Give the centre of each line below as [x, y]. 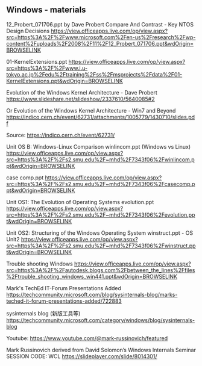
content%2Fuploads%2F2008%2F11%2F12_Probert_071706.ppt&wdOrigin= [100, 43]
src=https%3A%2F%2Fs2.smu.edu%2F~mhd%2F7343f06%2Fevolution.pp [101, 215]
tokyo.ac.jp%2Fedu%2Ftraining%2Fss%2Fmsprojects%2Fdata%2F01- [94, 74]
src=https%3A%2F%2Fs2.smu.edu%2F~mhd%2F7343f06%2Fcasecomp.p [101, 184]
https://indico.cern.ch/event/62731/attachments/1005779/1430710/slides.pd [100, 117]
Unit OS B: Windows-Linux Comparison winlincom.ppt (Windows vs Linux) [99, 146]
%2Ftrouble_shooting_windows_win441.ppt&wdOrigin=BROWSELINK [92, 276]
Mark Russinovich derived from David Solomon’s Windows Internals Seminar [101, 350]
